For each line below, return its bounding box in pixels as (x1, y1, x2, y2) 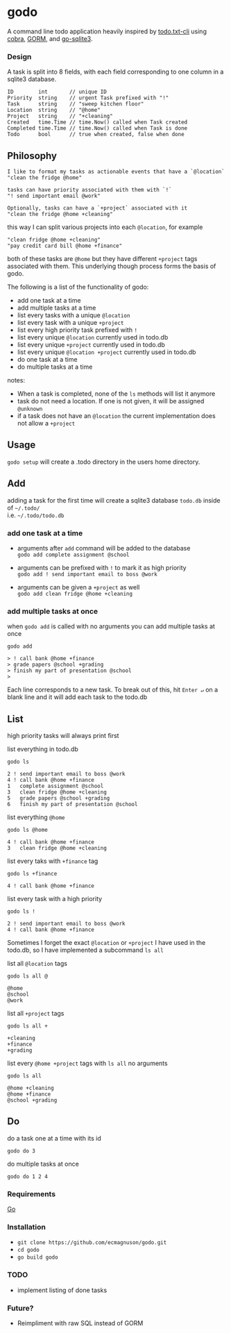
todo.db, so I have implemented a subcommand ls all (7, 946, 164, 955)
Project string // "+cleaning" (7, 112, 113, 120)
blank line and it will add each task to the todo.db (7, 693, 148, 701)
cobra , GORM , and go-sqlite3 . (7, 34, 93, 42)
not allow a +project (17, 419, 76, 428)
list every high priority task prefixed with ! (17, 326, 137, 334)
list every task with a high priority (7, 895, 103, 903)
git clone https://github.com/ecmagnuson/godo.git (17, 1239, 167, 1246)
